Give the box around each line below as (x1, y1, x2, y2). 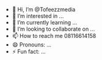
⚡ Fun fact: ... (12, 48, 46, 55)
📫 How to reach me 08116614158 (12, 32, 97, 39)
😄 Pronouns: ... (12, 41, 52, 48)
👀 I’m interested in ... (12, 12, 64, 20)
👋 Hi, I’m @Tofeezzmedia (12, 6, 76, 13)
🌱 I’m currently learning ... (12, 19, 78, 26)
